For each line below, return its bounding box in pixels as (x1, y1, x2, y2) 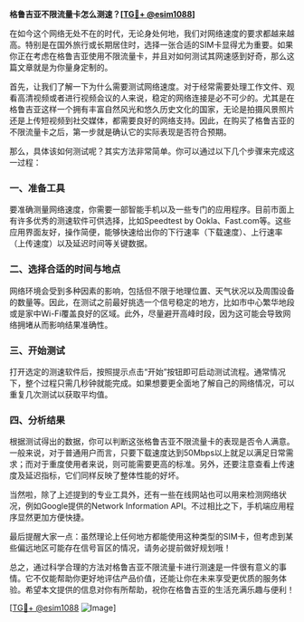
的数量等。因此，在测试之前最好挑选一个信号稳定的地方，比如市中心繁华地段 (9, 296, 295, 307)
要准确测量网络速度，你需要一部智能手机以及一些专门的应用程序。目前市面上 (9, 204, 295, 215)
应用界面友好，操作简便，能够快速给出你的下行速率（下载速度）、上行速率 (9, 226, 283, 238)
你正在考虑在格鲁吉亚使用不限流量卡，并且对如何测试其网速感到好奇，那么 (9, 51, 287, 62)
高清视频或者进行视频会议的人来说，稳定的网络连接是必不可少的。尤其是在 (16, 92, 295, 103)
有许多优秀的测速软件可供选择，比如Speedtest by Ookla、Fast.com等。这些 (9, 215, 291, 226)
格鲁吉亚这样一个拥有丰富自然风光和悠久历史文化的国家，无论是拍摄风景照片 (9, 104, 295, 114)
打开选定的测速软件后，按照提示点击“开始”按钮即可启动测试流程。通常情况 (9, 366, 287, 377)
